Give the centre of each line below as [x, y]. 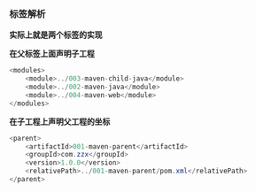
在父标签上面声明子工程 [52, 54]
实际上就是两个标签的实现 [56, 35]
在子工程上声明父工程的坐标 [60, 121]
